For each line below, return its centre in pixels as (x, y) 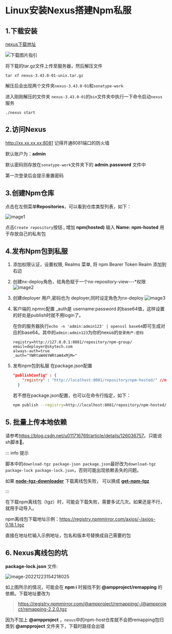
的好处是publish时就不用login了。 (48, 315)
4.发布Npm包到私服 (37, 251)
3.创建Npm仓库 (30, 193)
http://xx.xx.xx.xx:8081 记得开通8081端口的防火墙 (58, 143)
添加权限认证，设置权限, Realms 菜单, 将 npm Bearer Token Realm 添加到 (90, 264)
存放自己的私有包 (28, 234)
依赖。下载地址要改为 (28, 593)
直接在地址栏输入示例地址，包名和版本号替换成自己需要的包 (68, 535)
